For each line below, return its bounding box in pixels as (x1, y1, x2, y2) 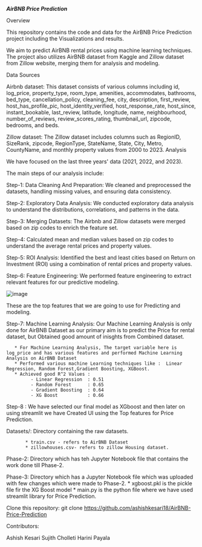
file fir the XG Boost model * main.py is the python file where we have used (6, 486, 194, 493)
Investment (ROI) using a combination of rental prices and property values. (6, 260, 192, 267)
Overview (6, 17, 30, 24)
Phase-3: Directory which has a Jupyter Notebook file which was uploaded (6, 473, 194, 480)
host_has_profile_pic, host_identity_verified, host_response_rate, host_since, (6, 102, 197, 110)
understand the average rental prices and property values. (6, 242, 152, 249)
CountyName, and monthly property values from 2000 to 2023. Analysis (6, 146, 187, 153)
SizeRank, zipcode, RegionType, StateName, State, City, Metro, (6, 140, 163, 147)
